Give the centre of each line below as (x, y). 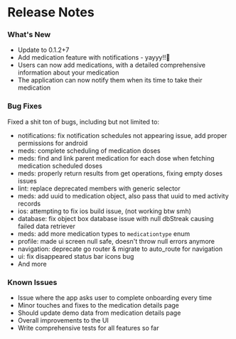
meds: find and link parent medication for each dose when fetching (116, 158)
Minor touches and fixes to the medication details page (98, 306)
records (29, 203)
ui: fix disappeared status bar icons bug (76, 256)
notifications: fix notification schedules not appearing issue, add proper (122, 135)
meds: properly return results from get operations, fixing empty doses (120, 173)
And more (32, 264)
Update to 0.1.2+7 (43, 50)
